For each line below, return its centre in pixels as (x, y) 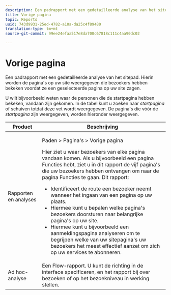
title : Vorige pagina (28, 15)
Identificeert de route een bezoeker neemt (101, 189)
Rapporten (20, 193)
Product (22, 127)
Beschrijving (103, 127)
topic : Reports (21, 19)
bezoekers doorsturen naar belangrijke (97, 214)
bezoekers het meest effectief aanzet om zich (105, 246)
